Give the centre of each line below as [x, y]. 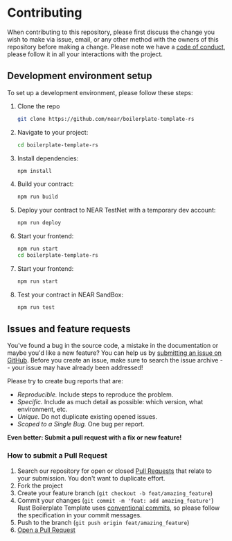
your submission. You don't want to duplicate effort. [91, 478]
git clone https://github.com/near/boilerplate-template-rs [106, 119]
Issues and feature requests [69, 329]
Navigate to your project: [53, 132]
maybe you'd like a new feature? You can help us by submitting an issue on [114, 353]
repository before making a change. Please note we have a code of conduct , [116, 47]
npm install [34, 171]
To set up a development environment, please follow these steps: [100, 92]
